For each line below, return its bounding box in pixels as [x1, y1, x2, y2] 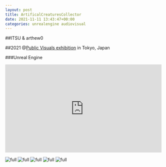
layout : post [5, 7, 32, 13]
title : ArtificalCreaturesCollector [5, 12, 81, 17]
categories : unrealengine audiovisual [5, 21, 86, 27]
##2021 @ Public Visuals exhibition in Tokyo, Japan [5, 45, 110, 51]
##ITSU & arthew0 [5, 35, 43, 41]
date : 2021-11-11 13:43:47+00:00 [5, 17, 75, 22]
